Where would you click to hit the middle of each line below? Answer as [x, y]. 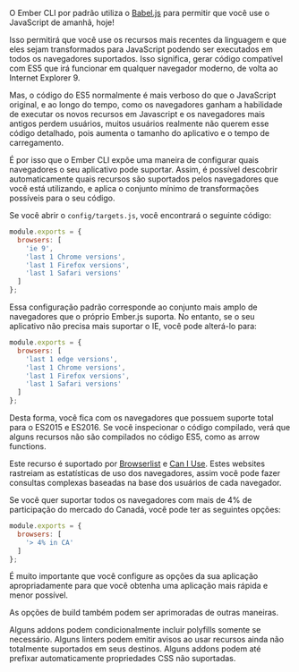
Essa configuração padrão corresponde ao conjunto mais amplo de [133, 307]
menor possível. [39, 595]
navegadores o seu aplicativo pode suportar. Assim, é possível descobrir [144, 170]
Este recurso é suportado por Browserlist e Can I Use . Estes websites [137, 464]
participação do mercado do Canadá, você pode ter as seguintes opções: [145, 510]
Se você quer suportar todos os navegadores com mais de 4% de [131, 500]
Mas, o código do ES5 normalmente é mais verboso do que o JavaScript [143, 95]
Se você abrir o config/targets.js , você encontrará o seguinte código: [140, 215]
